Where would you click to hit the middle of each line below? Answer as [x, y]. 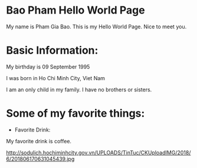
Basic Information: [52, 50]
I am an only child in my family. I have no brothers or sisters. [79, 90]
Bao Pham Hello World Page [76, 10]
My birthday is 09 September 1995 [48, 67]
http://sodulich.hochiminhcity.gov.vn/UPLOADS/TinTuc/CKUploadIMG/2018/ [98, 152]
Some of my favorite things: [75, 113]
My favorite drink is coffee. [39, 141]
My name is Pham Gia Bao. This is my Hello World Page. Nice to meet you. [96, 27]
